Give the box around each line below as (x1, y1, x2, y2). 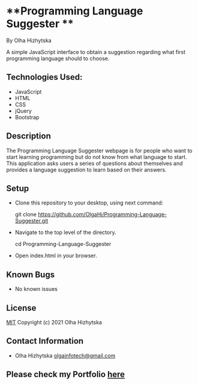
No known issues (14, 285, 58, 293)
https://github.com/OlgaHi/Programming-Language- (38, 211, 167, 218)
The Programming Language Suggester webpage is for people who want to (6, 147, 193, 154)
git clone (14, 211, 37, 218)
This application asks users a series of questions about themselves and (6, 160, 183, 167)
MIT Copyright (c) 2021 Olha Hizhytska (6, 319, 102, 326)
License (6, 303, 37, 313)
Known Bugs (6, 269, 55, 279)
